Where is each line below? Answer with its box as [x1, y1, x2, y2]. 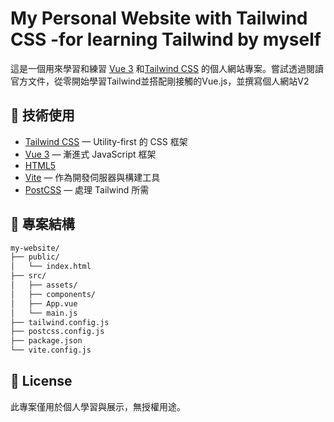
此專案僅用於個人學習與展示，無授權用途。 [10, 400, 186, 412]
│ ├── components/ [10, 289, 97, 299]
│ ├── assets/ [10, 280, 78, 291]
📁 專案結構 [10, 216, 75, 233]
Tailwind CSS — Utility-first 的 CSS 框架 [24, 135, 188, 147]
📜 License [10, 373, 73, 390]
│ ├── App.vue [10, 298, 78, 309]
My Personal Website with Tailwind [10, 7, 308, 30]
